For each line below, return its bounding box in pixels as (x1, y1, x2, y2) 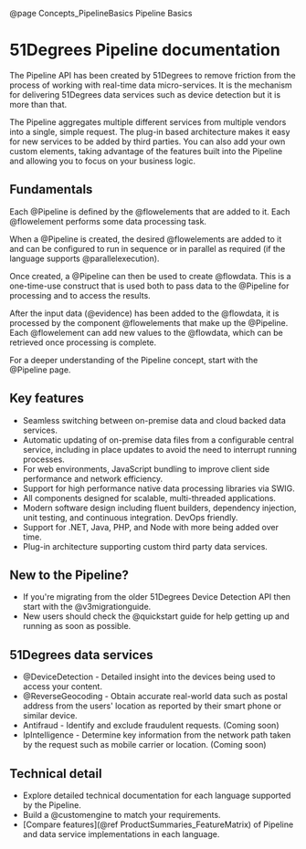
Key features (9, 391, 84, 406)
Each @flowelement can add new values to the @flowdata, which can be (9, 327, 283, 338)
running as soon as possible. (22, 621, 132, 632)
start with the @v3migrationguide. (22, 602, 152, 613)
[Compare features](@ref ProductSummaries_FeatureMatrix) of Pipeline (22, 819, 294, 830)
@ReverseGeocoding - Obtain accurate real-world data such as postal (22, 691, 288, 702)
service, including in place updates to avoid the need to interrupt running (22, 444, 297, 455)
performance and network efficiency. (22, 473, 163, 484)
